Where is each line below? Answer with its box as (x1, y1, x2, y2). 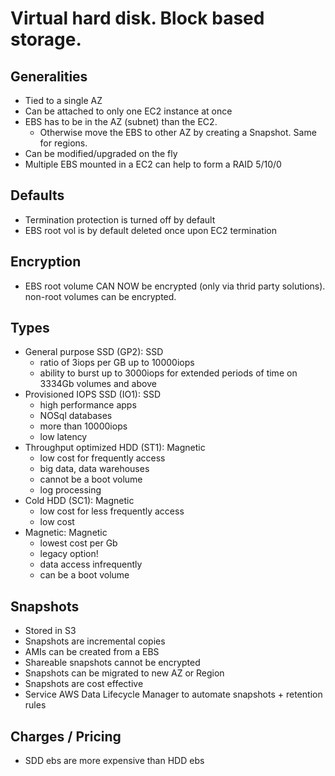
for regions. (39, 137, 88, 149)
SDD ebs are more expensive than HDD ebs (24, 755, 205, 767)
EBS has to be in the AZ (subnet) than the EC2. (24, 116, 218, 127)
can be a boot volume (39, 569, 130, 581)
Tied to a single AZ (24, 95, 103, 106)
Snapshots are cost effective (24, 678, 144, 690)
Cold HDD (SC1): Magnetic (24, 495, 135, 507)
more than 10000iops (39, 420, 128, 432)
